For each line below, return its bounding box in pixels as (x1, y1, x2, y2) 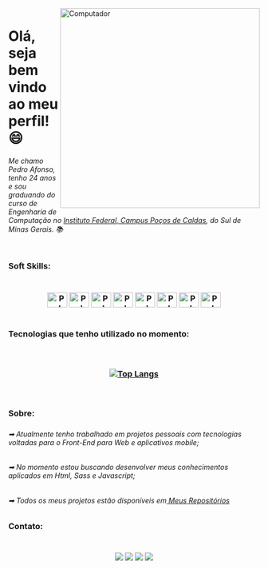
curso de (8, 198, 37, 208)
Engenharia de (8, 207, 57, 217)
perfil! (8, 112, 50, 130)
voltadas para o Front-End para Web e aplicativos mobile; (8, 437, 199, 447)
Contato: (8, 520, 44, 531)
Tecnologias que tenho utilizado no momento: (8, 328, 190, 340)
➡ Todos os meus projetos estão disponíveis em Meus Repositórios (8, 495, 230, 505)
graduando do (8, 189, 56, 199)
